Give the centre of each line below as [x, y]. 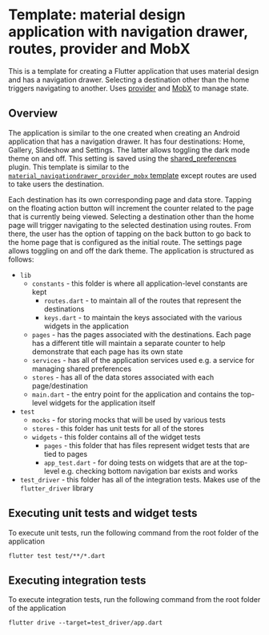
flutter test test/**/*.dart [57, 556]
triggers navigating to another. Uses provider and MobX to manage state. [129, 88]
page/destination [60, 385]
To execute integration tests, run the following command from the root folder [134, 600]
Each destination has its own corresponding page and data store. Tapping [130, 199]
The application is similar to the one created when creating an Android [124, 132]
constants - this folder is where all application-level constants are [140, 283]
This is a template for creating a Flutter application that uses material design [134, 71]
